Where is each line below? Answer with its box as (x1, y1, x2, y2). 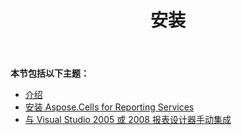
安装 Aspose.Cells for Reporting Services (24, 101, 195, 113)
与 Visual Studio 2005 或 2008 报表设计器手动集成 (24, 114, 232, 126)
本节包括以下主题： (10, 67, 90, 80)
